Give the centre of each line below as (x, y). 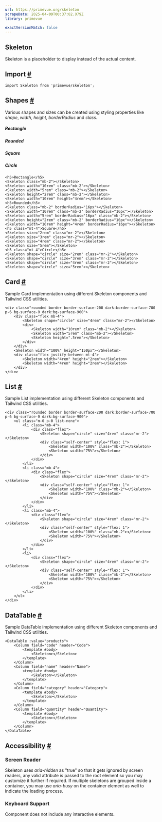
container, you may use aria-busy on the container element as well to (75, 785)
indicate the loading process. (34, 791)
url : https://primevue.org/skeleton (42, 10)
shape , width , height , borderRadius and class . (51, 117)
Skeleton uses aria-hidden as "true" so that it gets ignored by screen (74, 770)
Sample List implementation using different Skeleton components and (75, 399)
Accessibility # (28, 746)
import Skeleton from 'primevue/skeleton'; (50, 85)
